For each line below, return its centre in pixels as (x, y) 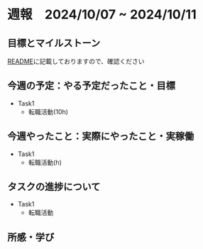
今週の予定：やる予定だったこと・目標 (91, 86)
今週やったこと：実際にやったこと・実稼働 (100, 137)
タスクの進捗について (54, 187)
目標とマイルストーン (54, 43)
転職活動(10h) (48, 111)
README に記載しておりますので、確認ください (76, 61)
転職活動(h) (45, 162)
